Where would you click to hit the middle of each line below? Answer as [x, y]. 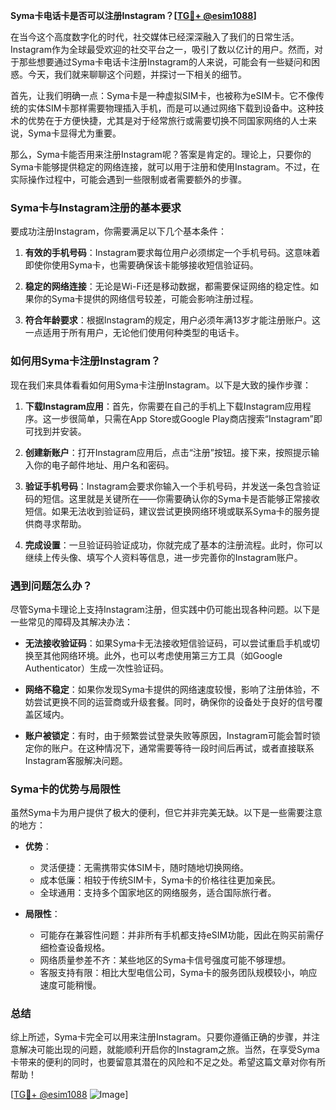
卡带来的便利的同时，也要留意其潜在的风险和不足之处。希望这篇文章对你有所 [168, 1062]
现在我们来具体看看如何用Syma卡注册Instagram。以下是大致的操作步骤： [161, 385]
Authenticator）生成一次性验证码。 [97, 668]
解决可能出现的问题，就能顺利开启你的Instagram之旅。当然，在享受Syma [169, 1050]
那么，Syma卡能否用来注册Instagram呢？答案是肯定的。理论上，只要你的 [161, 154]
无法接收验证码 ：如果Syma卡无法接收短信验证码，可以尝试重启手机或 [168, 643]
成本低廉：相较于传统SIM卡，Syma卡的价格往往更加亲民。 [160, 880]
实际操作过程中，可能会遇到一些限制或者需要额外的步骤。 [128, 179]
